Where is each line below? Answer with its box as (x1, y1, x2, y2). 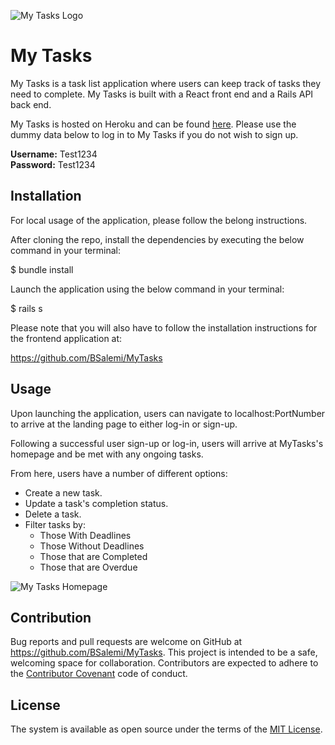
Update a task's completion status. (24, 497, 169, 509)
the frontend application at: (10, 332, 123, 344)
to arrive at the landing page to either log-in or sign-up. (10, 418, 238, 430)
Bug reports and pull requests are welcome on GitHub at (10, 636, 243, 648)
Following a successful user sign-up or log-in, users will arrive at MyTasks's (10, 437, 324, 449)
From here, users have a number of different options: (10, 467, 228, 479)
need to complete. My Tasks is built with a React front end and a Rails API (10, 88, 314, 100)
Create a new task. (24, 486, 103, 499)
